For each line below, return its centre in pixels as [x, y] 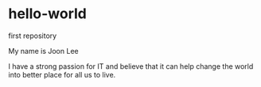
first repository [33, 36]
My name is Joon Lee [43, 51]
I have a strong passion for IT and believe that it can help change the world [131, 66]
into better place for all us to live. [62, 74]
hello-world [48, 14]
